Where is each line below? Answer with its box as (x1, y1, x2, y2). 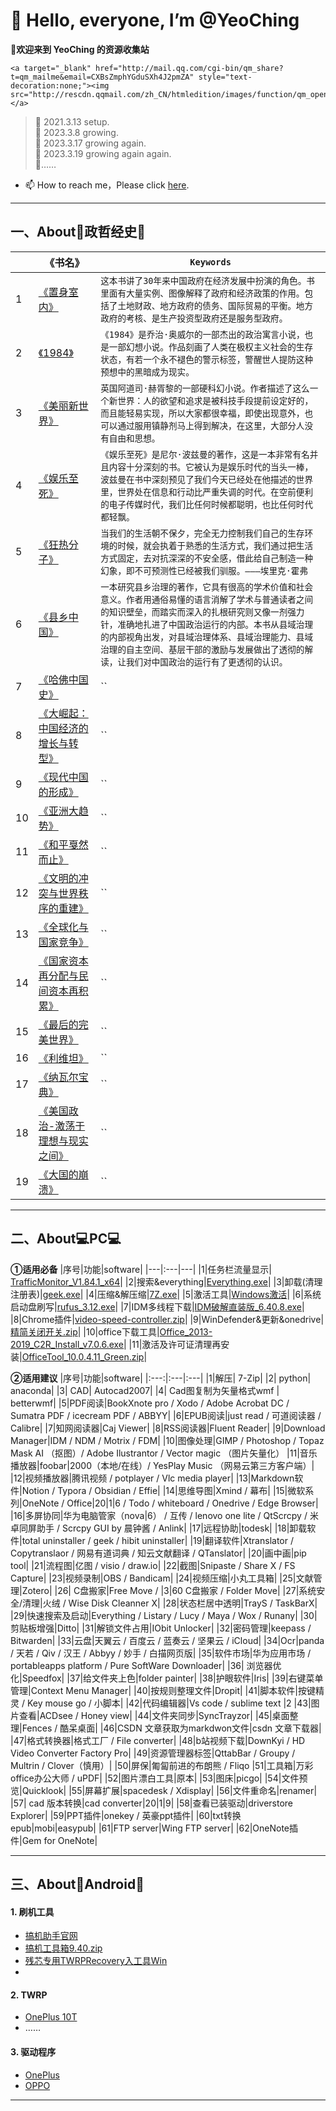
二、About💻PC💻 (10, 1230, 122, 1248)
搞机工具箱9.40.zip (24, 1942, 103, 1954)
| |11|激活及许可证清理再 (123, 1338, 222, 1350)
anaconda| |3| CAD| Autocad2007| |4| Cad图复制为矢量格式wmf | (10, 1384, 280, 1396)
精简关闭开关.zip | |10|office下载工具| (10, 1325, 160, 1338)
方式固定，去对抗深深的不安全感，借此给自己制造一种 (100, 552, 314, 564)
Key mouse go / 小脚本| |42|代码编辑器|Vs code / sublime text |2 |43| (26, 1697, 312, 1709)
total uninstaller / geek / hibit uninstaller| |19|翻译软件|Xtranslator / (21, 1534, 294, 1546)
